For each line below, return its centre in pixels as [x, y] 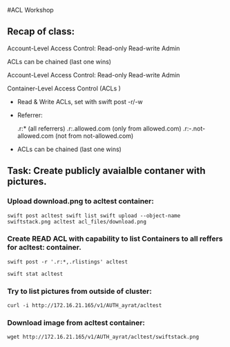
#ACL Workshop [30, 10]
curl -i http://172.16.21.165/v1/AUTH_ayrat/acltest [85, 306]
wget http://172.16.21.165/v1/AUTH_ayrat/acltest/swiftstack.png [103, 337]
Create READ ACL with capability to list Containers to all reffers [115, 239]
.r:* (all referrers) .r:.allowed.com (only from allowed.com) [99, 128]
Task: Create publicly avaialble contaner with [106, 171]
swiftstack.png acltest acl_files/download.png [77, 221]
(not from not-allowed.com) [94, 136]
